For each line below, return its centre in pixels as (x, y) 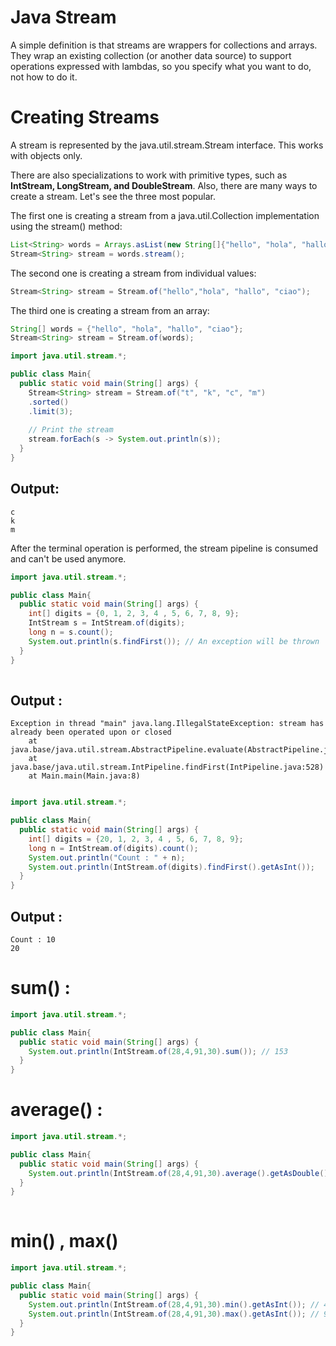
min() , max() (64, 1241)
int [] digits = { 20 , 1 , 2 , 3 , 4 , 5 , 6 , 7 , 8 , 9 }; (136, 839)
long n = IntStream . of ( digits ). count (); (113, 848)
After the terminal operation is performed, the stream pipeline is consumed (164, 548)
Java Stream (63, 17)
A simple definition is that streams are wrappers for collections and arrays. (164, 45)
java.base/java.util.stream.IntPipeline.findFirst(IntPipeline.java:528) (167, 767)
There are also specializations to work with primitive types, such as (149, 175)
